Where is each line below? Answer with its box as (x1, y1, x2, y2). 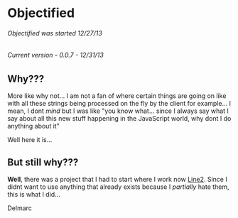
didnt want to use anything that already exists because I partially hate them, (7, 182, 229, 191)
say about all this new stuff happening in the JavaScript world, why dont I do (7, 114, 232, 123)
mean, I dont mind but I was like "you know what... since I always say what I (7, 107, 229, 115)
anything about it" (7, 122, 60, 131)
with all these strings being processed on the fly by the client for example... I (7, 99, 231, 108)
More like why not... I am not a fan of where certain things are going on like (7, 92, 227, 100)
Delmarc (7, 204, 32, 212)
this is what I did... (7, 190, 60, 199)
